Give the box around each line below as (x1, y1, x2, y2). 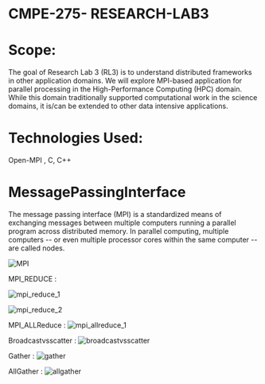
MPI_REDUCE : (8, 274, 57, 283)
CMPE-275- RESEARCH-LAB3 (8, 5, 209, 23)
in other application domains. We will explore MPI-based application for (8, 76, 243, 86)
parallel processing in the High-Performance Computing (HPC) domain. (8, 84, 243, 94)
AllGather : (8, 367, 44, 376)
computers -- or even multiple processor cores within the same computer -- (8, 235, 258, 244)
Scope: (8, 41, 57, 60)
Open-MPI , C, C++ (8, 156, 72, 165)
